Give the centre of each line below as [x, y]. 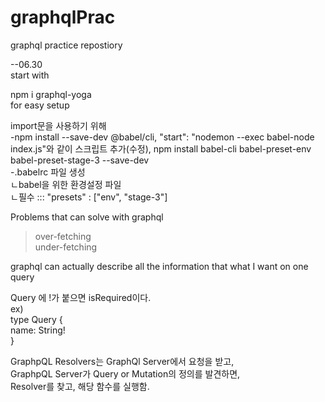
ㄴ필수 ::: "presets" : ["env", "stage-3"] [89, 197]
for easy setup [40, 105]
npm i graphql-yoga [51, 94]
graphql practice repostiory [66, 45]
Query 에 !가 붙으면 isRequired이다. [81, 297]
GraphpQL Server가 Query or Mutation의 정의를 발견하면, [125, 373]
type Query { [36, 319]
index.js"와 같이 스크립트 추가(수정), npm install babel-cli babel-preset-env [161, 148]
